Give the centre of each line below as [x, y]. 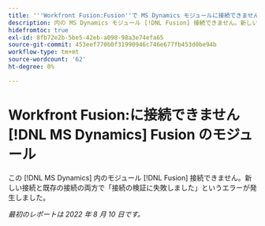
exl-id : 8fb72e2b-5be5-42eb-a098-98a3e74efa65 [86, 37]
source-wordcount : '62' [47, 60]
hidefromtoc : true [38, 30]
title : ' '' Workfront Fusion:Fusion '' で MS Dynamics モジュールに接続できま [128, 15]
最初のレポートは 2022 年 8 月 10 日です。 [76, 214]
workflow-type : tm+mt [44, 52]
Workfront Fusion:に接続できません [124, 115]
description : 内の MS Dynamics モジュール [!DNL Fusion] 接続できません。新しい [133, 23]
